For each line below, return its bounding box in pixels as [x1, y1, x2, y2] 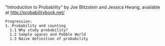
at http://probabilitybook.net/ [5, 9, 65, 15]
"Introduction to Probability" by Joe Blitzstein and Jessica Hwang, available [5, 4, 160, 10]
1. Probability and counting [5, 23, 66, 28]
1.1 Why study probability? [9, 28, 68, 33]
